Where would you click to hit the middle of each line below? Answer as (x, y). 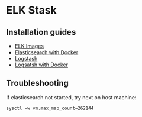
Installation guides (41, 32)
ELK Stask (32, 10)
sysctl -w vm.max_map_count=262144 (50, 108)
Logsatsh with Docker (41, 65)
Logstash (26, 58)
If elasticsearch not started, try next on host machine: (72, 97)
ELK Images (29, 46)
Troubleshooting (38, 83)
